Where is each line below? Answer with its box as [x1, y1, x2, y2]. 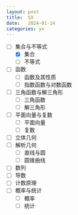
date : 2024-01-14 [6, 20, 56, 26]
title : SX [6, 14, 34, 21]
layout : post [6, 8, 39, 15]
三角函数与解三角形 [15, 88, 63, 95]
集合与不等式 [15, 43, 47, 50]
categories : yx [6, 25, 45, 32]
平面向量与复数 [15, 111, 53, 118]
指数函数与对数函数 [24, 81, 73, 88]
